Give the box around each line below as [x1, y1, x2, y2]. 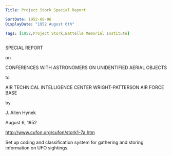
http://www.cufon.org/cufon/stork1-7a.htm [5, 129, 95, 136]
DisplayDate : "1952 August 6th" [5, 21, 74, 27]
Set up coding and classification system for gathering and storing [5, 139, 144, 146]
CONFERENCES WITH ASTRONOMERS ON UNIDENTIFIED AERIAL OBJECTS [5, 64, 167, 71]
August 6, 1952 [5, 120, 37, 126]
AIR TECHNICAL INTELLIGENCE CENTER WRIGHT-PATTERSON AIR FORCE [5, 84, 164, 91]
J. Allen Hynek [5, 109, 36, 116]
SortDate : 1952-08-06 [5, 16, 52, 22]
